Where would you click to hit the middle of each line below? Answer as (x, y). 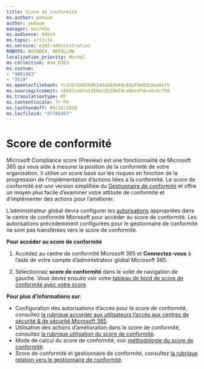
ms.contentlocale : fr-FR (38, 102)
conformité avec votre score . (51, 285)
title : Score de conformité (42, 12)
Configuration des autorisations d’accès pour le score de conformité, (101, 308)
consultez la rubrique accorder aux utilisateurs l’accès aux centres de (102, 315)
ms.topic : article (29, 40)
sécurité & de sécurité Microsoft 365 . (61, 321)
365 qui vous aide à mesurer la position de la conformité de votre (88, 167)
